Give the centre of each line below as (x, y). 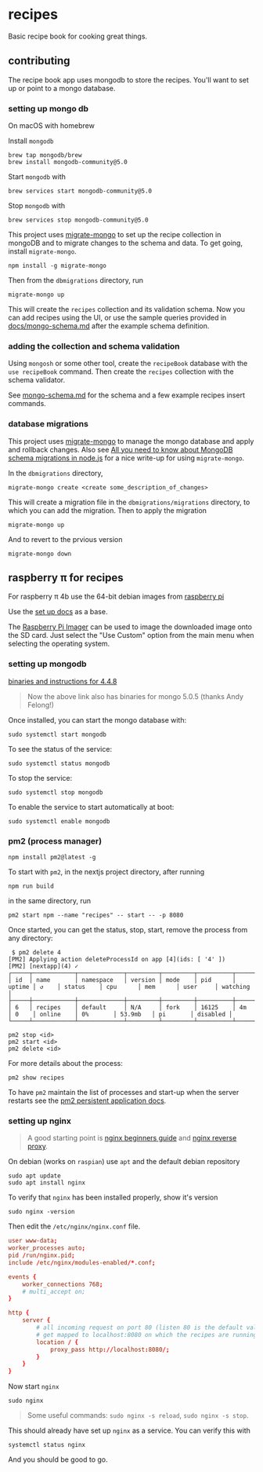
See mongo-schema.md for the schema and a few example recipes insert (126, 395)
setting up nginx (40, 1121)
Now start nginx (34, 1386)
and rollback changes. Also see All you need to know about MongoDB (121, 449)
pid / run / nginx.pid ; (42, 1256)
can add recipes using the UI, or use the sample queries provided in (117, 318)
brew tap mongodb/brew (45, 156)
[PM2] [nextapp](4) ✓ (43, 967)
